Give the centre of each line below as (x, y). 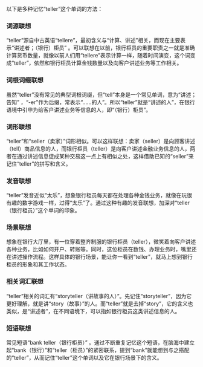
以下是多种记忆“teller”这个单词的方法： (55, 9)
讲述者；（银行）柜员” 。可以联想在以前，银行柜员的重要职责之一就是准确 (105, 48)
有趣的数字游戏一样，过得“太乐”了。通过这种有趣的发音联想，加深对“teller (98, 203)
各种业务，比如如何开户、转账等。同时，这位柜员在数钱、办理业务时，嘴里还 (101, 249)
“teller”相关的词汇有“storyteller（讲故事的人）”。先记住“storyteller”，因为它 (99, 296)
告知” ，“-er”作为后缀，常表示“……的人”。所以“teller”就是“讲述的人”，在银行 (101, 102)
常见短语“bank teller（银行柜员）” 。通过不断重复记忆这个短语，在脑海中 (95, 343)
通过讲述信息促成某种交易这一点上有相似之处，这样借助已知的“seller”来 (105, 156)
